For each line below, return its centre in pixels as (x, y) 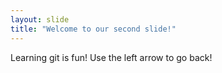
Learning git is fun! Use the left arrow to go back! (111, 57)
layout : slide (40, 19)
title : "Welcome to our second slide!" (93, 29)
